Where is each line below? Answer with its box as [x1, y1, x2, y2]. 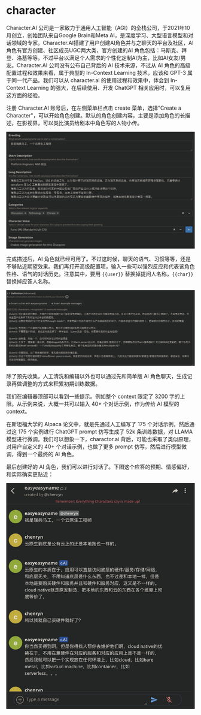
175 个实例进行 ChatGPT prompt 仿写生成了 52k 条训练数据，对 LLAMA [17, 428, 193, 435]
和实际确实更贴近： [6, 470, 54, 478]
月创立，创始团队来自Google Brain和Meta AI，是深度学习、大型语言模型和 [6, 31, 188, 39]
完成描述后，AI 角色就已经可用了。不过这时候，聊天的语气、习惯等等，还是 [6, 255, 191, 263]
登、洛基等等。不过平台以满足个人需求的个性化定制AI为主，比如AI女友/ [6, 54, 181, 61]
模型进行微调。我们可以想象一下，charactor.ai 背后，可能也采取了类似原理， [6, 435, 194, 442]
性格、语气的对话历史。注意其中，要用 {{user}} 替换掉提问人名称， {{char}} [6, 270, 194, 277]
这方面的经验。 [6, 91, 43, 99]
